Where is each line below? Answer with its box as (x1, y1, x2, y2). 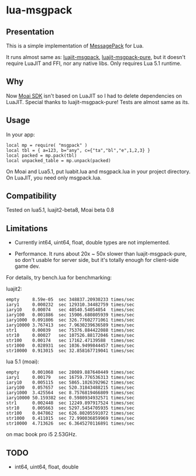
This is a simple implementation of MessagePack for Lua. (6, 42, 144, 49)
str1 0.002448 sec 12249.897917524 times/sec (6, 400, 135, 406)
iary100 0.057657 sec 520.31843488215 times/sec (6, 385, 135, 391)
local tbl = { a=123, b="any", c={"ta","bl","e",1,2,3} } (6, 147, 150, 153)
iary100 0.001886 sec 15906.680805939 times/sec (6, 312, 135, 318)
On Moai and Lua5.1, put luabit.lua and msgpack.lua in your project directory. (6, 168, 191, 175)
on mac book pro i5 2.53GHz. (6, 431, 77, 438)
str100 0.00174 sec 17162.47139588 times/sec (6, 337, 135, 344)
